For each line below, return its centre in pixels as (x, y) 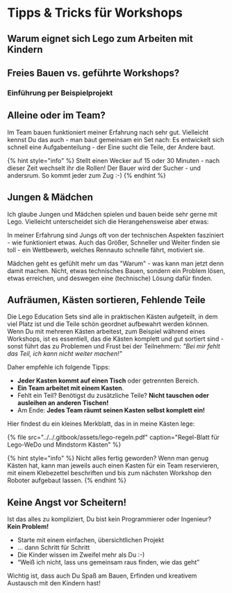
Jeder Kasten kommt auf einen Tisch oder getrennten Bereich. (108, 380)
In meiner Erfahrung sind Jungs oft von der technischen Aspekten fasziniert (116, 235)
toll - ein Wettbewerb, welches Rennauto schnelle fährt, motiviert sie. (106, 249)
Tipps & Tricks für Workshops (95, 13)
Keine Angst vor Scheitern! (67, 502)
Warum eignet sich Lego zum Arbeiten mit (100, 39)
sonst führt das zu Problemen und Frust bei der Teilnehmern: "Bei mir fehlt (114, 346)
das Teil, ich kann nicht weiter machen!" (65, 354)
